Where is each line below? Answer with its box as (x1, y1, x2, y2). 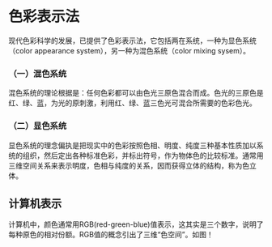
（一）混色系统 (8, 68, 67, 79)
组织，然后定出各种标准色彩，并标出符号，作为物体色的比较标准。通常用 (22, 151, 264, 160)
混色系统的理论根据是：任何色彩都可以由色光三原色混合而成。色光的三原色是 (8, 88, 264, 98)
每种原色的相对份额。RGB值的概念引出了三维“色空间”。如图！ (8, 230, 214, 240)
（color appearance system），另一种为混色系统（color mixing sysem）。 (8, 45, 251, 55)
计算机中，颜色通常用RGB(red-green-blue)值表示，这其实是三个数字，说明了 (8, 219, 264, 229)
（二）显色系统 (8, 121, 67, 132)
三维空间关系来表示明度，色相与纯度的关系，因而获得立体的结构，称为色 (8, 160, 249, 170)
